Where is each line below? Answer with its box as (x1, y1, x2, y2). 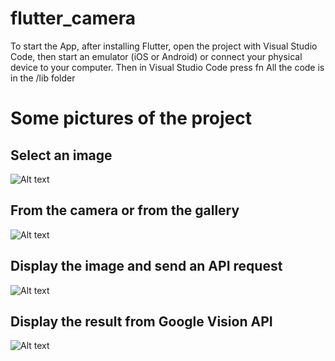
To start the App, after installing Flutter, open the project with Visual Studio (10, 40, 318, 52)
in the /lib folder (10, 72, 76, 84)
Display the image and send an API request (10, 258, 283, 275)
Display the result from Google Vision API (10, 313, 273, 330)
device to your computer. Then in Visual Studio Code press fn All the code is (10, 61, 325, 73)
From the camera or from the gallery (10, 202, 240, 219)
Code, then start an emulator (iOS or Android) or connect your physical (10, 50, 303, 62)
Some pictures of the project (10, 107, 253, 130)
